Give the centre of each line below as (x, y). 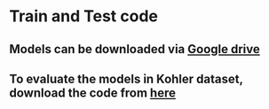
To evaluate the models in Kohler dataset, (126, 78)
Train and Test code (83, 16)
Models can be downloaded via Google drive (134, 49)
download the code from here (92, 93)
